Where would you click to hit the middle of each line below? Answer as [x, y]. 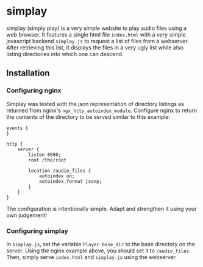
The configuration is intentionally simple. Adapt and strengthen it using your [101, 208]
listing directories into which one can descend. [65, 54]
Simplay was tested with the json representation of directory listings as [95, 104]
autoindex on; [57, 176]
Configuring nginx [34, 91]
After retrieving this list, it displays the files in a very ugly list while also [95, 48]
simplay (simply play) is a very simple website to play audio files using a [97, 28]
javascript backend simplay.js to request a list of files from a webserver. [98, 41]
